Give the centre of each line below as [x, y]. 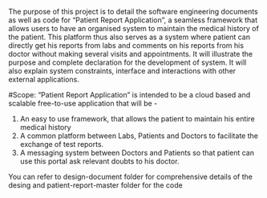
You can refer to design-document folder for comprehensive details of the [131, 176]
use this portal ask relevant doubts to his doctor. [99, 161]
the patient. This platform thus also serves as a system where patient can [129, 37]
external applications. [44, 79]
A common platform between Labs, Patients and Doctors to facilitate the [139, 136]
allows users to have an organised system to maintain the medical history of [133, 28]
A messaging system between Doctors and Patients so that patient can [137, 152]
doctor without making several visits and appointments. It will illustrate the [131, 54]
